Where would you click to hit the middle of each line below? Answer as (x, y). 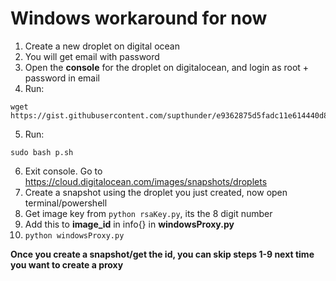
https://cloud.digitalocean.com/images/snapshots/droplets (146, 181)
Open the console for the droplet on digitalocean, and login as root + (167, 67)
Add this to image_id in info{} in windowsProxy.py (129, 224)
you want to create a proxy (67, 264)
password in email (62, 78)
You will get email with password (92, 56)
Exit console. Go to (63, 171)
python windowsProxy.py (74, 235)
